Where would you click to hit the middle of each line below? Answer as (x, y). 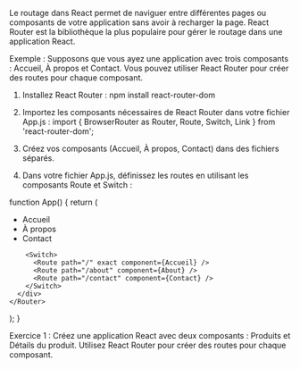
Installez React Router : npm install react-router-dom (119, 95)
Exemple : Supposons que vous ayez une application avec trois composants (149, 59)
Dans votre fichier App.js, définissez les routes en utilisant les (135, 175)
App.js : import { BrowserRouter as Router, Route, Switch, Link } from (149, 122)
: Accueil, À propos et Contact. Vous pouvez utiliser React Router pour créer (149, 68)
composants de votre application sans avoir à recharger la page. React (139, 22)
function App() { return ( (54, 202)
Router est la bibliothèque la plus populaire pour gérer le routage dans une (146, 32)
